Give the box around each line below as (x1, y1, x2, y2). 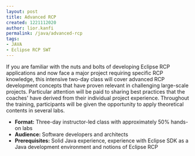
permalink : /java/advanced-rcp (6, 31, 83, 36)
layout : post (6, 8, 38, 15)
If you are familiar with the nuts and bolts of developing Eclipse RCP (6, 63, 170, 70)
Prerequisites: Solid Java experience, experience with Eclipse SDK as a (14, 137, 189, 144)
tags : (6, 36, 19, 42)
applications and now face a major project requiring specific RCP (6, 69, 163, 77)
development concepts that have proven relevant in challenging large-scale (6, 82, 189, 89)
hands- (170, 118, 189, 125)
